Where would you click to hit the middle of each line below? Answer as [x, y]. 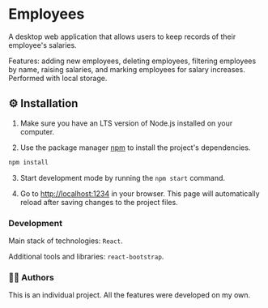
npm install [28, 162]
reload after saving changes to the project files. [99, 202]
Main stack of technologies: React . [66, 241]
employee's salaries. [43, 45]
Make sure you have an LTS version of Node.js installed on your [126, 123]
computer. [37, 131]
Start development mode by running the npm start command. [122, 178]
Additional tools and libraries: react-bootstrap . [86, 256]
